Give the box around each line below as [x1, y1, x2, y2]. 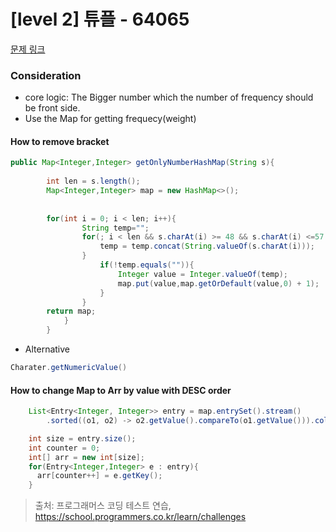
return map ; [46, 306, 97, 317]
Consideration [10, 68, 82, 82]
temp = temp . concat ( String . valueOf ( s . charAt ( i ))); [99, 241, 315, 252]
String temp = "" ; [81, 223, 150, 233]
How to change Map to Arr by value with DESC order [10, 384, 232, 396]
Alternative [24, 343, 71, 355]
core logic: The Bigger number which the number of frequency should [24, 91, 314, 104]
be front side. [24, 102, 81, 114]
